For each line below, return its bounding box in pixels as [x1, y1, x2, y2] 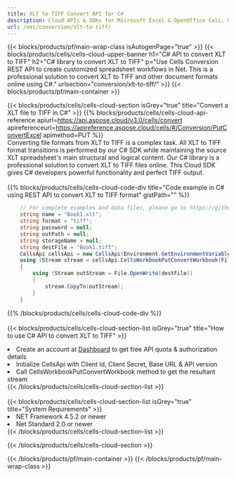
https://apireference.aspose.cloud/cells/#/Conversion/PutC [55, 124, 228, 132]
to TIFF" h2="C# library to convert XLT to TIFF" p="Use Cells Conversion [7, 58, 219, 66]
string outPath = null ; [20, 230, 90, 238]
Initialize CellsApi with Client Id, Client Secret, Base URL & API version [16, 360, 218, 368]
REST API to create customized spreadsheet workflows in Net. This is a [7, 65, 214, 74]
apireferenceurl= [7, 124, 56, 132]
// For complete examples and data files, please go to [20, 205, 188, 212]
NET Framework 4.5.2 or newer [16, 412, 107, 421]
